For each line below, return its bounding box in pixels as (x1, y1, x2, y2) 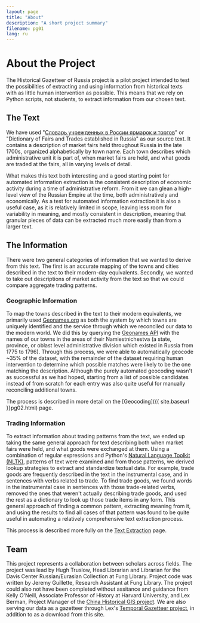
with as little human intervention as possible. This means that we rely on (6, 89, 183, 96)
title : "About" (6, 14, 44, 20)
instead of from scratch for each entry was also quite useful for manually (6, 380, 186, 387)
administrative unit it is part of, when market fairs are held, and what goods (6, 154, 190, 161)
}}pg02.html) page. (6, 404, 54, 411)
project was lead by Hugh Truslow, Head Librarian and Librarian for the (6, 566, 181, 574)
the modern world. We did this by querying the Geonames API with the (6, 329, 180, 336)
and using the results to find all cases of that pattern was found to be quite (6, 509, 190, 516)
